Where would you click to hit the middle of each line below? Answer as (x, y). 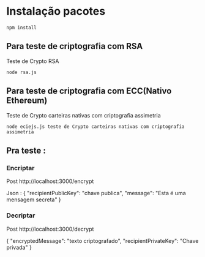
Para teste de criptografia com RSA (75, 46)
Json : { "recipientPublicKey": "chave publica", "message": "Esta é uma (96, 193)
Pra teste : (26, 150)
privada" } (19, 247)
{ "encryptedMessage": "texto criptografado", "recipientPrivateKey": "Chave (102, 240)
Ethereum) (27, 101)
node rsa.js (21, 72)
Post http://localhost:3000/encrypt (50, 181)
